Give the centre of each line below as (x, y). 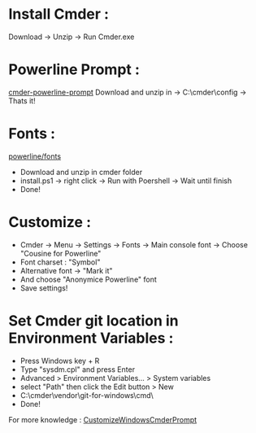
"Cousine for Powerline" (61, 253)
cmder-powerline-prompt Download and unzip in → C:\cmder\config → (128, 92)
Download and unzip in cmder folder (81, 172)
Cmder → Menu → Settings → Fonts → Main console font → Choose (134, 244)
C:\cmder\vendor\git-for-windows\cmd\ (87, 395)
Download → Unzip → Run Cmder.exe (72, 37)
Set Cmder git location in (93, 320)
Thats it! (22, 101)
